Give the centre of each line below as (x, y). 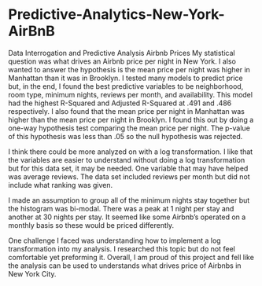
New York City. (32, 273)
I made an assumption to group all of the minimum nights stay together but (129, 200)
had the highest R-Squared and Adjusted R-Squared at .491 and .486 (120, 103)
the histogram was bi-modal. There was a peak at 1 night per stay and (121, 208)
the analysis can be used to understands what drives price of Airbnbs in (125, 266)
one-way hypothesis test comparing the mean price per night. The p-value (129, 128)
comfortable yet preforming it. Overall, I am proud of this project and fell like (131, 257)
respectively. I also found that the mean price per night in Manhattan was (127, 111)
